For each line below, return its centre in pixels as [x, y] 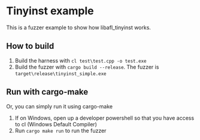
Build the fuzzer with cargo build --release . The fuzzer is [87, 67]
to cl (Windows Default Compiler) [56, 124]
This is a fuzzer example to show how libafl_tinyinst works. [79, 27]
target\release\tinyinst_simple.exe [60, 74]
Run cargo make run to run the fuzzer [60, 130]
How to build [30, 46]
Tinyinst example [50, 11]
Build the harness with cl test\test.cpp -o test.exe [81, 60]
